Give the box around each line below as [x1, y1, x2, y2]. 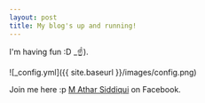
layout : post [9, 12, 58, 22]
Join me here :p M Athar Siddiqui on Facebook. [9, 83, 182, 94]
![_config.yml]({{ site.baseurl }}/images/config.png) [9, 67, 197, 77]
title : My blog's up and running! [9, 21, 138, 30]
